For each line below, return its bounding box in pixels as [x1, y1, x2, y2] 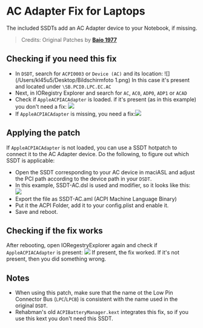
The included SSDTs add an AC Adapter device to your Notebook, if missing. [6, 24, 198, 32]
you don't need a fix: [15, 103, 67, 110]
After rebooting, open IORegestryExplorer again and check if [6, 242, 158, 249]
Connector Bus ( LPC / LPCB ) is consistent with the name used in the [15, 296, 178, 303]
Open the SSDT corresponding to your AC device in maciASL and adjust [15, 168, 195, 176]
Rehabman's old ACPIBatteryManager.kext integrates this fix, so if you [15, 309, 189, 316]
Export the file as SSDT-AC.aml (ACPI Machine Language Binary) [15, 195, 177, 202]
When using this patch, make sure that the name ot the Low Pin [15, 289, 173, 296]
